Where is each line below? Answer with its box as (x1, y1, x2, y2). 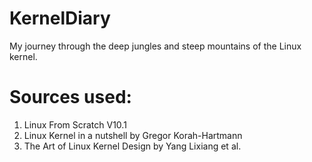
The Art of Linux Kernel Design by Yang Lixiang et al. (23, 140, 242, 152)
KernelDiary (9, 7, 111, 30)
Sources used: (9, 86, 132, 109)
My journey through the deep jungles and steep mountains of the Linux (9, 40, 302, 52)
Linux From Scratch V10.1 (23, 118, 127, 131)
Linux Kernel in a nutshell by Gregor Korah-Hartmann (23, 129, 243, 141)
